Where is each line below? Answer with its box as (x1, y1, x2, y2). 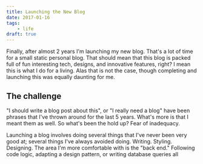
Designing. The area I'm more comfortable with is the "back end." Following (6, 144, 195, 151)
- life (17, 25, 34, 32)
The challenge (6, 91, 62, 101)
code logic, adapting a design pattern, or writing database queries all (6, 150, 179, 157)
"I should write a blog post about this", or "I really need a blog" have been (6, 107, 190, 114)
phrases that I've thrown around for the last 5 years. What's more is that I (6, 113, 189, 121)
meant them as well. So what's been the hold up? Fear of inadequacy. (6, 119, 180, 127)
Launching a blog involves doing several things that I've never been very (6, 131, 187, 139)
